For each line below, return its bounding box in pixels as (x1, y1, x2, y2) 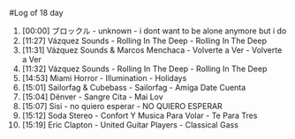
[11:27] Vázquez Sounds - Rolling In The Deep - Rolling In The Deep (21, 35, 268, 46)
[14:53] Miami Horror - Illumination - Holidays (21, 73, 187, 83)
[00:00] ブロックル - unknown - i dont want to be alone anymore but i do (21, 26, 287, 36)
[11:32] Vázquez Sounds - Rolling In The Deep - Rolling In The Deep (21, 63, 268, 74)
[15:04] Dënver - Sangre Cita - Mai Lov (21, 91, 163, 102)
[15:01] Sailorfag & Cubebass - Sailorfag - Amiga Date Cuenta (21, 83, 246, 92)
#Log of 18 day (9, 8, 64, 18)
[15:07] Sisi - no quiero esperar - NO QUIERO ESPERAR (21, 101, 223, 111)
